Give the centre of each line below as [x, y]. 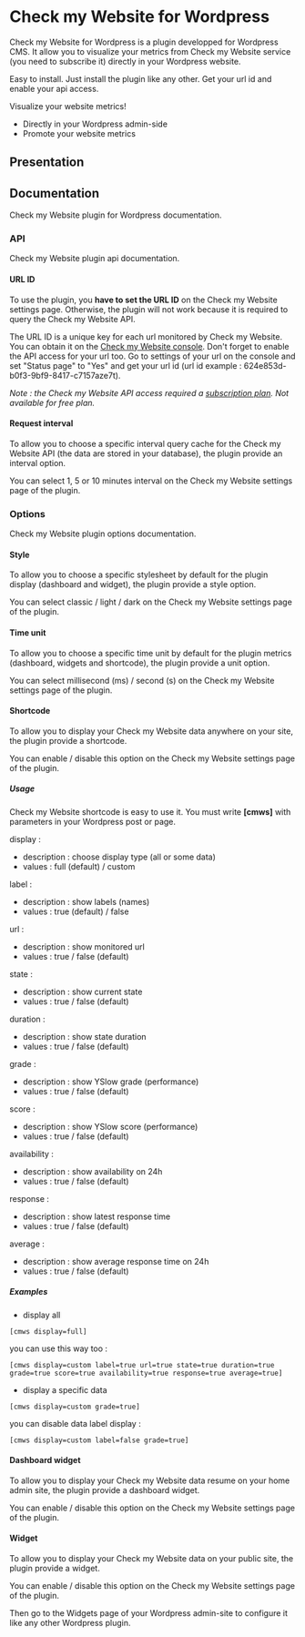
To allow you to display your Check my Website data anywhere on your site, [152, 731]
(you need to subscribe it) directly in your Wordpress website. [125, 61]
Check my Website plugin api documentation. [95, 259]
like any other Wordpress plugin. [70, 1623]
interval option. [38, 463]
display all [41, 1315]
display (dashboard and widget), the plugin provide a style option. [133, 585]
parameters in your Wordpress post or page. [92, 821]
